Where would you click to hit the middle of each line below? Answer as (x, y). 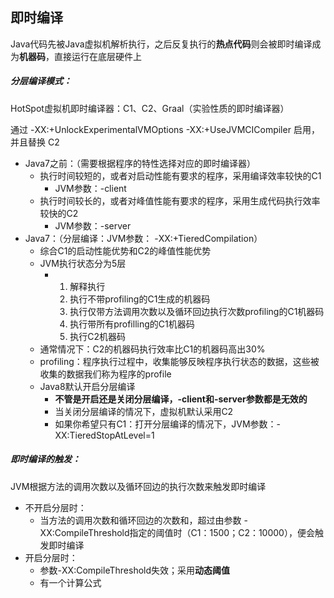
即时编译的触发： (45, 459)
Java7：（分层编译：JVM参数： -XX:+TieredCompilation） (143, 238)
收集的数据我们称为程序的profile (105, 374)
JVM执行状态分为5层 (83, 263)
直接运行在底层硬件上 (97, 56)
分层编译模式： (41, 81)
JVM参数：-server (93, 225)
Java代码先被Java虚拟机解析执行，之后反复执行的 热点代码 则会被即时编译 (161, 44)
